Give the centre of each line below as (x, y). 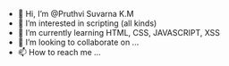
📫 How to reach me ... (59, 52)
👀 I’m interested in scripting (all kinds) (87, 23)
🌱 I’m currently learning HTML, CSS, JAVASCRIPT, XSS (119, 33)
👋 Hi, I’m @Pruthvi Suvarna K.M (76, 14)
